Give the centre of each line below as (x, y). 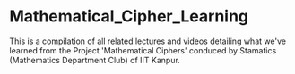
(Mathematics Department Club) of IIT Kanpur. (95, 60)
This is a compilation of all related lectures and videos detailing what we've (148, 41)
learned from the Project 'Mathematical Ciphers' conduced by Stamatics (143, 50)
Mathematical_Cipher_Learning (129, 16)
